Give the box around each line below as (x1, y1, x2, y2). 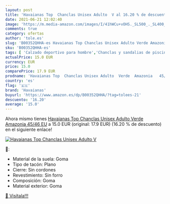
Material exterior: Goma (12, 183, 62, 189)
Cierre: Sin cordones (12, 167, 56, 173)
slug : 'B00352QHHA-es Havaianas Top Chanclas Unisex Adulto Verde (5, 41, 148, 46)
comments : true (5, 26, 37, 31)
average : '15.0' (5, 102, 39, 107)
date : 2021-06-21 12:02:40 (5, 17, 62, 22)
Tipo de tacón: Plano (12, 161, 56, 167)
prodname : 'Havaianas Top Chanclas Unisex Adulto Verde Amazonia (5, 74, 153, 79)
